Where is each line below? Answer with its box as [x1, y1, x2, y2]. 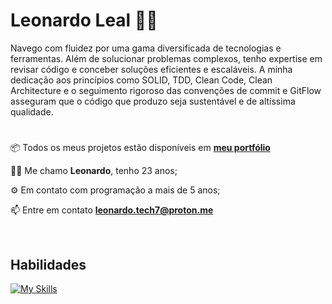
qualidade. [10, 105, 54, 118]
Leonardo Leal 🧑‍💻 [10, 9, 158, 32]
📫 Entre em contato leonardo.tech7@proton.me [10, 204, 214, 216]
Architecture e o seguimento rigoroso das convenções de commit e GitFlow [10, 84, 322, 96]
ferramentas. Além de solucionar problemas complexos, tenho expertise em [10, 52, 323, 64]
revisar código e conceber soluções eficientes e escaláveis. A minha [10, 63, 293, 75]
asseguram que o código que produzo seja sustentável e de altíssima [10, 95, 296, 107]
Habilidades [10, 256, 87, 273]
